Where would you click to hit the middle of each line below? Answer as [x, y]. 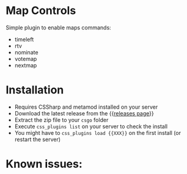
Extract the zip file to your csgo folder [61, 120]
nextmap [26, 65]
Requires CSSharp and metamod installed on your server [86, 107]
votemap [26, 59]
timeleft [24, 39]
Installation [35, 90]
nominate [26, 52]
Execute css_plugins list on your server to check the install [91, 126]
